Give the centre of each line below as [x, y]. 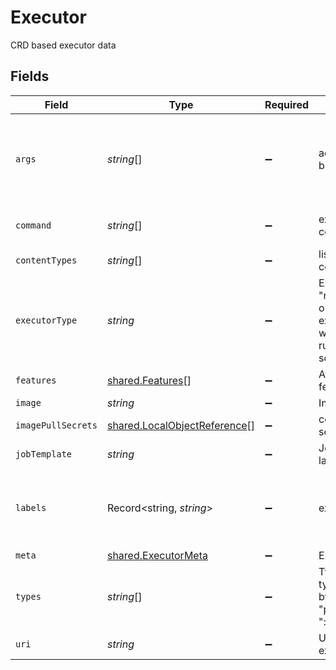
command [33, 225]
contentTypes [46, 260]
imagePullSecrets [56, 425]
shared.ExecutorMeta [157, 555]
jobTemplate [44, 454]
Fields [30, 76]
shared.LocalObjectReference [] [181, 425]
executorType [46, 320]
